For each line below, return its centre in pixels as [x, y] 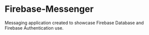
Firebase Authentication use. [34, 28]
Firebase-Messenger [49, 9]
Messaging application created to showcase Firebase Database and [74, 23]
